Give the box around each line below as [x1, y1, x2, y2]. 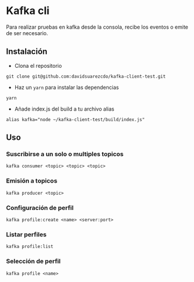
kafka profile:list [6, 244, 54, 250]
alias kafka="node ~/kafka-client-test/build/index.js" [6, 116, 145, 122]
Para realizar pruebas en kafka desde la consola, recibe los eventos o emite [6, 23, 189, 30]
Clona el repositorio [14, 62, 63, 69]
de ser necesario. [6, 29, 49, 36]
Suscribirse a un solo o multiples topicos [6, 150, 124, 159]
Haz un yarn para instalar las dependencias [14, 84, 119, 91]
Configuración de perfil [6, 204, 74, 212]
